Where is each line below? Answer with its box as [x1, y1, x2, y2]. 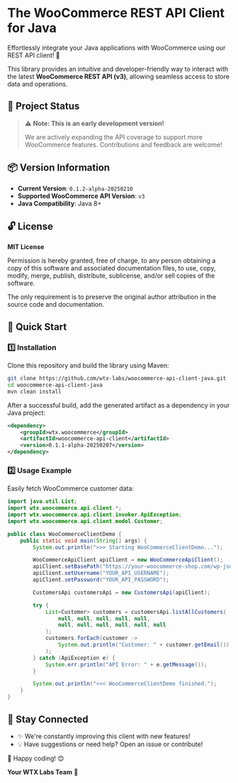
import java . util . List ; [7, 498, 78, 505]
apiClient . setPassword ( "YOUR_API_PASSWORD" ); [33, 576, 170, 583]
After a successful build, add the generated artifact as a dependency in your [7, 401, 230, 409]
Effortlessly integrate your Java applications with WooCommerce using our [7, 43, 226, 52]
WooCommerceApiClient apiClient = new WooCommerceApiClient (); [33, 556, 223, 564]
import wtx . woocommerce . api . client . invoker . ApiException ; [7, 511, 182, 518]
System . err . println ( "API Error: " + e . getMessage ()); [45, 661, 208, 668]
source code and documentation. [7, 300, 105, 309]
